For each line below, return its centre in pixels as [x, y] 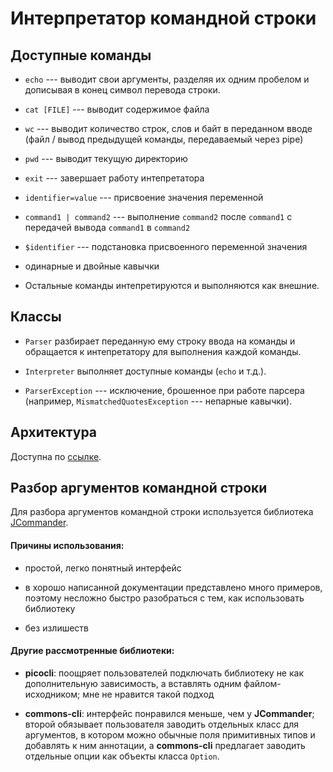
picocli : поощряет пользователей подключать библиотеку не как [164, 673]
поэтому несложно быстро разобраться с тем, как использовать [164, 598]
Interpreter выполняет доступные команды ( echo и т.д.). [145, 371]
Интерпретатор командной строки [163, 18]
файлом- [262, 683]
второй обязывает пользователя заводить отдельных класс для [161, 724]
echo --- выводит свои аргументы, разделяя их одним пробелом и [167, 79]
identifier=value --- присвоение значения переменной [144, 197]
